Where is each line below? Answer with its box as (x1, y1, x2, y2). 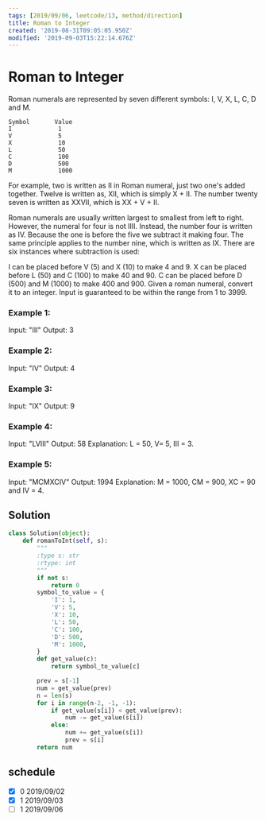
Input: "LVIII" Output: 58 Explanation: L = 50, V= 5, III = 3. (8, 439, 195, 449)
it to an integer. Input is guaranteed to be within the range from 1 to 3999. (8, 288, 248, 297)
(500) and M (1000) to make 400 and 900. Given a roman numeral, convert (8, 279, 253, 289)
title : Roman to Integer (8, 19, 91, 27)
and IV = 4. (8, 486, 44, 495)
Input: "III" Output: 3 (8, 325, 74, 335)
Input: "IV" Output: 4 (8, 363, 75, 373)
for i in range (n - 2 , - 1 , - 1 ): (37, 699, 137, 707)
